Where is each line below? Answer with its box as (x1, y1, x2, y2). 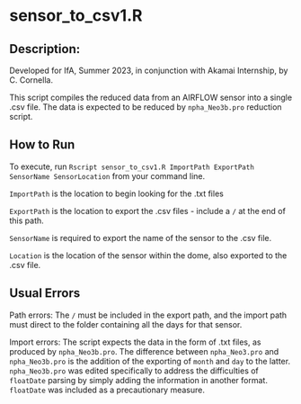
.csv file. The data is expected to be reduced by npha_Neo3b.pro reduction (9, 102, 282, 112)
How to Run (9, 137, 75, 153)
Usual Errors (9, 285, 81, 301)
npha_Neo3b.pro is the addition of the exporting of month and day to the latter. (9, 355, 290, 366)
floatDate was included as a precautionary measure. (9, 384, 205, 395)
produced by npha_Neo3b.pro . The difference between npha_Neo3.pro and (9, 346, 279, 356)
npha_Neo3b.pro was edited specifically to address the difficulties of (9, 365, 259, 376)
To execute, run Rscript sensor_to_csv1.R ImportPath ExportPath (9, 161, 254, 172)
